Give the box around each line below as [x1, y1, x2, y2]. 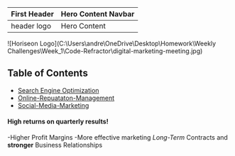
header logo [11, 21, 52, 30]
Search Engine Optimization [17, 86, 99, 94]
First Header [11, 9, 55, 18]
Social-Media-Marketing [17, 101, 89, 109]
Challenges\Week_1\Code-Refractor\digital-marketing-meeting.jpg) [7, 47, 203, 55]
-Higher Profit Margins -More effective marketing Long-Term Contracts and [7, 133, 229, 142]
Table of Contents [7, 67, 89, 79]
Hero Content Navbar [60, 9, 135, 18]
